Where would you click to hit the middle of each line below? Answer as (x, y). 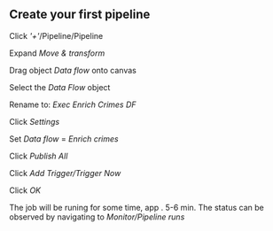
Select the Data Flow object (60, 87)
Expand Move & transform (57, 53)
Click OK (25, 190)
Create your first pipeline (80, 15)
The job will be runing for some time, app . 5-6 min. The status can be (136, 207)
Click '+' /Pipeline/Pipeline (56, 35)
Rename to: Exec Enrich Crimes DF (73, 104)
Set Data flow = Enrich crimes (64, 139)
